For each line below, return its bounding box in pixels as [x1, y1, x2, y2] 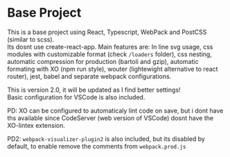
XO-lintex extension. [7, 121, 66, 129]
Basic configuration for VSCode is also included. [7, 92, 145, 101]
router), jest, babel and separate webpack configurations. [7, 72, 172, 81]
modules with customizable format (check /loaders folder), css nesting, [7, 50, 213, 58]
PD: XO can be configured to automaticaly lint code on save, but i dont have [7, 106, 224, 115]
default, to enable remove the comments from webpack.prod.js [7, 142, 186, 150]
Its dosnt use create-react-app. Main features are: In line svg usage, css [7, 42, 213, 51]
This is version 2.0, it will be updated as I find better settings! [7, 85, 182, 94]
